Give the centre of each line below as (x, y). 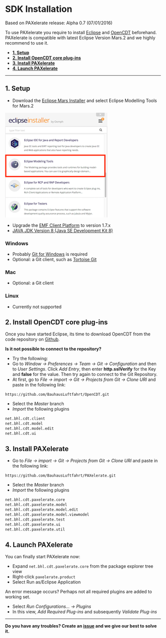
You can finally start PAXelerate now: (43, 557)
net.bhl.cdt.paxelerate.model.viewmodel (47, 515)
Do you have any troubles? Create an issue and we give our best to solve (81, 626)
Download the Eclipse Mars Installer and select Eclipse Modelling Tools (84, 101)
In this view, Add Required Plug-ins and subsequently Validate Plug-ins (84, 612)
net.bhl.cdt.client (25, 419)
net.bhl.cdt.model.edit (30, 429)
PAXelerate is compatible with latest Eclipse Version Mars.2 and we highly (80, 38)
